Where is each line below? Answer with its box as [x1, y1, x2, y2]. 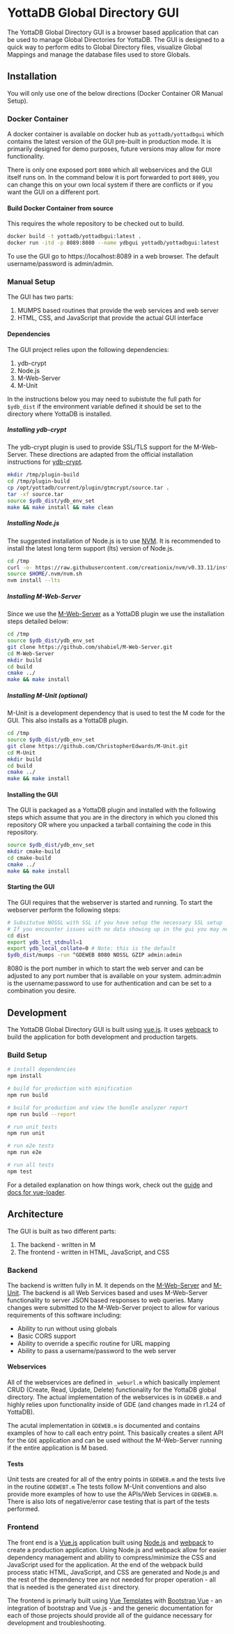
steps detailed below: [7, 617, 69, 626]
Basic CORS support [17, 1332, 77, 1340]
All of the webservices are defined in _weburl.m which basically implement [7, 1378, 221, 1387]
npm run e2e [7, 1149, 42, 1156]
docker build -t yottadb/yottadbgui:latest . [7, 233, 141, 240]
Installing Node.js [7, 519, 60, 527]
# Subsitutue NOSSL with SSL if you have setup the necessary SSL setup [7, 919, 223, 926]
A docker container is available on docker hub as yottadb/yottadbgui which [7, 130, 224, 138]
